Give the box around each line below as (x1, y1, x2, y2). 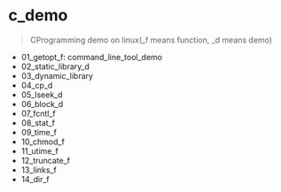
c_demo (8, 5, 68, 26)
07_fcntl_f (20, 108, 57, 119)
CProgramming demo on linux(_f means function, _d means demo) (29, 35, 272, 45)
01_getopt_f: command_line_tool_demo (20, 51, 163, 62)
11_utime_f (20, 145, 59, 156)
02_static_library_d (20, 61, 90, 72)
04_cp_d (20, 80, 53, 90)
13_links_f (20, 165, 57, 175)
